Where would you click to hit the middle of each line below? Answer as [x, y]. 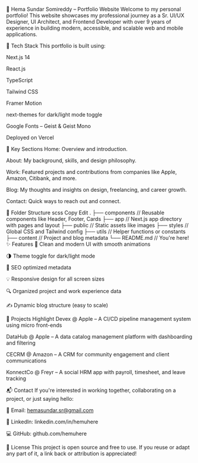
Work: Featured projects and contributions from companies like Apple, [92, 172]
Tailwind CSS [22, 91]
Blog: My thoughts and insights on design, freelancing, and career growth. [97, 190]
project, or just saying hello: [40, 399]
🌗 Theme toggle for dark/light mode [51, 256]
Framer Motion [24, 103]
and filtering [21, 343]
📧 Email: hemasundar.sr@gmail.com [50, 410]
